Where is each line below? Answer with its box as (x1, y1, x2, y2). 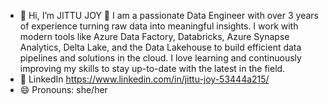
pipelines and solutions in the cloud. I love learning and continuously (19, 52, 302, 64)
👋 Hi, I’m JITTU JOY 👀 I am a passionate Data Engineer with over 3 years (19, 10, 319, 21)
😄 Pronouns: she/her (19, 84, 108, 95)
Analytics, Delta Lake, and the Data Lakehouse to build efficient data (19, 41, 302, 53)
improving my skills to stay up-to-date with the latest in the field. (19, 63, 286, 74)
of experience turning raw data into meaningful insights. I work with (19, 20, 299, 32)
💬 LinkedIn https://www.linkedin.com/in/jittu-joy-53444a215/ (19, 73, 270, 85)
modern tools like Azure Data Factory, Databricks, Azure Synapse (19, 31, 290, 42)
